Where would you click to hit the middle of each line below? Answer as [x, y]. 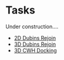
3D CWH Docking [35, 50]
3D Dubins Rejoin [35, 44]
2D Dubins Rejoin [35, 38]
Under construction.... [32, 26]
